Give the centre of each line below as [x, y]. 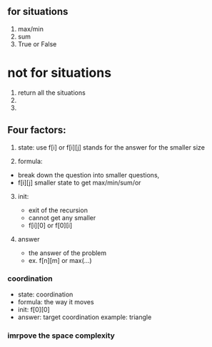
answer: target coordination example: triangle [85, 317]
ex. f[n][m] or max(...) [60, 260]
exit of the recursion [58, 210]
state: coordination [45, 294]
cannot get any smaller [62, 217]
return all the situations [51, 93]
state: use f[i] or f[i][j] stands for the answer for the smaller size [111, 147]
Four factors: [37, 130]
